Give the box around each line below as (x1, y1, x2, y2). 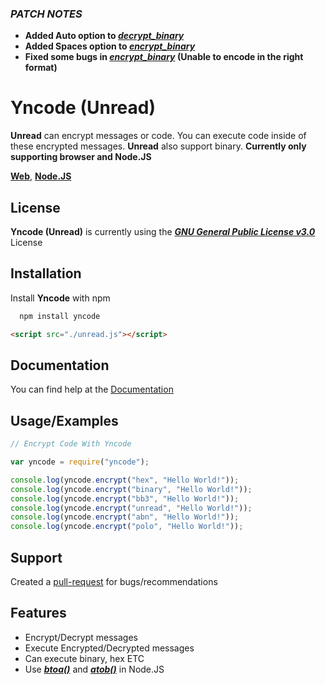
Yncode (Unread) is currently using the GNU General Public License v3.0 (10, 226, 316, 238)
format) (24, 62, 58, 74)
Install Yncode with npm (10, 292, 111, 304)
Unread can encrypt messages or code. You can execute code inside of (10, 130, 307, 142)
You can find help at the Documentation (10, 383, 174, 396)
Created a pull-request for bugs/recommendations (10, 576, 218, 588)
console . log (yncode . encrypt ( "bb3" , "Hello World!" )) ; (10, 493, 240, 504)
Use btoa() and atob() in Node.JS (24, 663, 165, 675)
